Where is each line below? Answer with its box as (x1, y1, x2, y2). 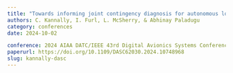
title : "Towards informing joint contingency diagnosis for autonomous (7, 10, 218, 17)
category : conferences (7, 23, 73, 30)
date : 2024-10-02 (7, 29, 58, 37)
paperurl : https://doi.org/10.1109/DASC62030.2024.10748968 (7, 49, 185, 56)
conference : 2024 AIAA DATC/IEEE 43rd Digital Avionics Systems (7, 42, 197, 49)
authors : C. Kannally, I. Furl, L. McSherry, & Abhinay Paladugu (7, 17, 200, 24)
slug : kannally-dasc (7, 55, 67, 63)
